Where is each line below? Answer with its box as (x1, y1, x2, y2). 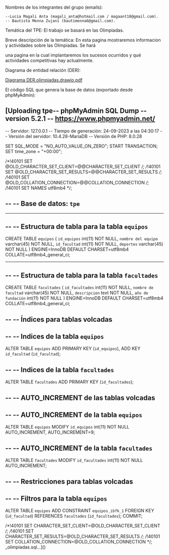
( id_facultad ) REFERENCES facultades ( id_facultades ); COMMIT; (5, 513, 143, 519)
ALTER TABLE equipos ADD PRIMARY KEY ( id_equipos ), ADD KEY (5, 345, 141, 352)
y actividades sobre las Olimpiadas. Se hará (5, 42, 96, 48)
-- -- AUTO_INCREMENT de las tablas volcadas (5, 393, 155, 402)
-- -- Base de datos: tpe (5, 199, 80, 208)
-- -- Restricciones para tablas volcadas (5, 477, 133, 485)
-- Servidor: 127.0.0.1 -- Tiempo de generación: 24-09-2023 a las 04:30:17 (5, 128, 159, 134)
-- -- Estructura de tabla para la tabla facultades (5, 271, 158, 280)
